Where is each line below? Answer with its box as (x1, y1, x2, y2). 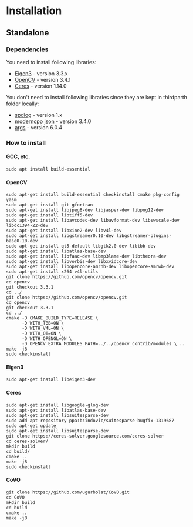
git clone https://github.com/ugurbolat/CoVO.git (6, 489, 130, 495)
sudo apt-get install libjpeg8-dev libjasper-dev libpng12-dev (6, 207, 164, 213)
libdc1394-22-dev (6, 222, 49, 229)
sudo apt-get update (6, 422, 57, 429)
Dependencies (6, 45, 49, 54)
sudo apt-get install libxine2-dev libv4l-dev (6, 228, 122, 234)
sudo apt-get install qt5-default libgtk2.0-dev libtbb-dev (6, 243, 157, 249)
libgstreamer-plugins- (116, 233, 172, 239)
